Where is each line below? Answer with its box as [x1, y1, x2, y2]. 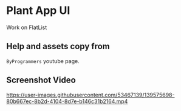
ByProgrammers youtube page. [6, 57, 80, 64]
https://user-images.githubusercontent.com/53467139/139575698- [6, 91, 175, 98]
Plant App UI [6, 4, 70, 18]
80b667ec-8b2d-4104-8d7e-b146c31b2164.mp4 [6, 98, 128, 105]
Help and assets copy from [6, 41, 111, 52]
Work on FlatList [6, 24, 47, 31]
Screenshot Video [6, 75, 76, 86]
